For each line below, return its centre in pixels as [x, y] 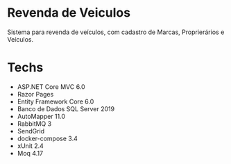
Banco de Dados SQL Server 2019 [66, 108]
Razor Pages [35, 94]
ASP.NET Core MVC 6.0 [51, 87]
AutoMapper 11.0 [41, 116]
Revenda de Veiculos [69, 13]
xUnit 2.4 [30, 146]
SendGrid [31, 131]
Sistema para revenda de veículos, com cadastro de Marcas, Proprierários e [116, 32]
